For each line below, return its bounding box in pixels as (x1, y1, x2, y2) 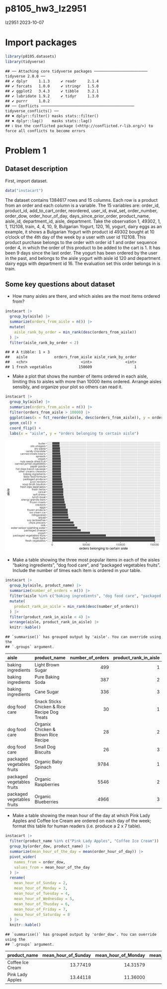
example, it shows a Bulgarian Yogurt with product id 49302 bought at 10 (5, 229, 155, 235)
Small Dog (34, 744, 56, 750)
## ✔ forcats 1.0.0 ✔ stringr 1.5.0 (5, 83, 99, 88)
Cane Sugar (34, 689, 59, 695)
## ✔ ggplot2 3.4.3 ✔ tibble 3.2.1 (5, 88, 99, 93)
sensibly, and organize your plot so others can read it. (12, 384, 123, 390)
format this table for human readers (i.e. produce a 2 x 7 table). (12, 823, 142, 829)
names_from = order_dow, (14, 859, 66, 865)
